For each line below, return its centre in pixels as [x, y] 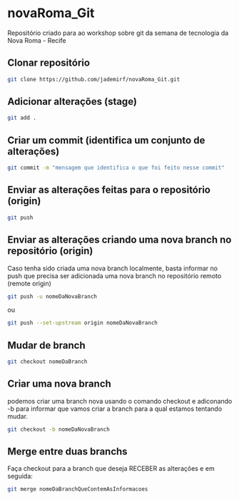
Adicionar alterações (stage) [72, 102]
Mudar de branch [46, 345]
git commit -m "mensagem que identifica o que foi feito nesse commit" [116, 168]
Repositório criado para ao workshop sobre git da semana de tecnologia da [118, 33]
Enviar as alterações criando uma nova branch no [119, 240]
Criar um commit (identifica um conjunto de [106, 140]
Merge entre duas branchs [67, 452]
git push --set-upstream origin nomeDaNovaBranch [83, 323]
